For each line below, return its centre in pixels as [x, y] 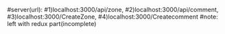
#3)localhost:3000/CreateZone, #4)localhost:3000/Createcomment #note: [113, 17]
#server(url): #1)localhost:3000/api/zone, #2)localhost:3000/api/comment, [113, 10]
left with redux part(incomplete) [52, 24]
